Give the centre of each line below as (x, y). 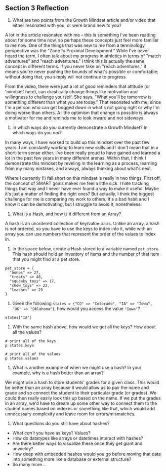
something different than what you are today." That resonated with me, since (83, 102)
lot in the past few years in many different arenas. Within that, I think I (76, 158)
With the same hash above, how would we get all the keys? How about (84, 327)
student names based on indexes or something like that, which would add (80, 408)
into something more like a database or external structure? (72, 459)
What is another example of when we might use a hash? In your (77, 367)
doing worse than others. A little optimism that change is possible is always (82, 113)
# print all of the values (33, 354)
